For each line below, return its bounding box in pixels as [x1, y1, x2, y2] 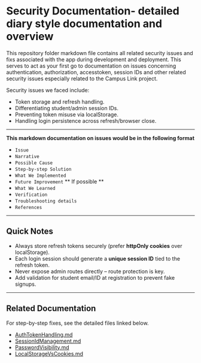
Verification [14, 192, 48, 198]
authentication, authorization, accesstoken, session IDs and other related [6, 68, 187, 75]
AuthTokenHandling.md [14, 331, 73, 338]
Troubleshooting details [14, 198, 77, 204]
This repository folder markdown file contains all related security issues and [6, 49, 193, 56]
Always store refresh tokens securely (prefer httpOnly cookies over [14, 242, 182, 249]
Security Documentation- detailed [6, 4, 179, 18]
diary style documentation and [6, 17, 163, 31]
